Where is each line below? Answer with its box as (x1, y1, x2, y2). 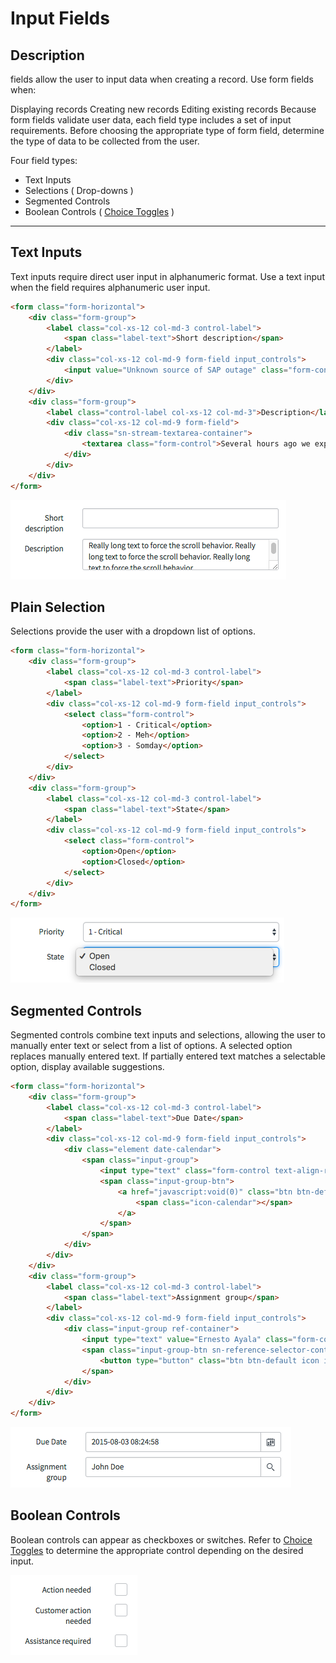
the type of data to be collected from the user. (10, 135, 200, 147)
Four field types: (10, 155, 78, 166)
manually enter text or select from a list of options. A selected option (10, 1040, 293, 1052)
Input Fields (10, 7, 110, 30)
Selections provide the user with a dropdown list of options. (10, 625, 256, 637)
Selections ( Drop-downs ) (24, 185, 134, 196)
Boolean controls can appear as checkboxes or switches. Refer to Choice (10, 1533, 313, 1546)
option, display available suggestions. (10, 1061, 165, 1073)
